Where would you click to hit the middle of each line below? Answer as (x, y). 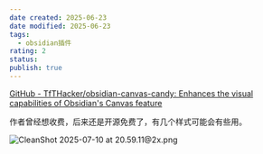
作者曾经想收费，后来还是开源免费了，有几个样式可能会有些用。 (128, 122)
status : (24, 59)
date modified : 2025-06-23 (60, 26)
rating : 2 (28, 51)
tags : (19, 34)
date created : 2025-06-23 (58, 18)
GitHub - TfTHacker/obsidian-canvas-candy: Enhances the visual (131, 93)
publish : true (36, 68)
